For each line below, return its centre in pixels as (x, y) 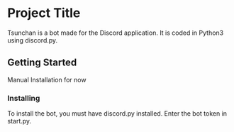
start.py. (19, 121)
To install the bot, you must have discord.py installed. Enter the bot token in (117, 114)
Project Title (44, 13)
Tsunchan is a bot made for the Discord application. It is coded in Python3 (116, 33)
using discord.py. (33, 40)
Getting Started (42, 63)
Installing (24, 98)
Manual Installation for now (47, 79)
